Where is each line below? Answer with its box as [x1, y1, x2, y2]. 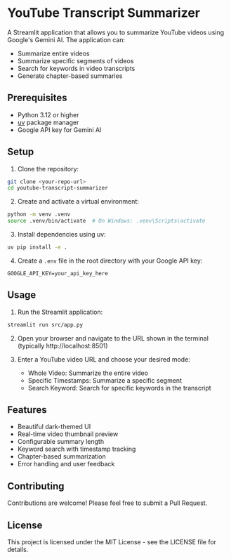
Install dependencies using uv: [17, 230, 107, 239]
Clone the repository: [17, 164, 79, 173]
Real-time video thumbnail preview [17, 430, 119, 438]
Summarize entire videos [17, 49, 90, 58]
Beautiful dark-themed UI [17, 423, 91, 431]
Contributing [7, 480, 65, 492]
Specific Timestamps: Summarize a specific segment [27, 376, 183, 384]
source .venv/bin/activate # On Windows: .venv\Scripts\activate [7, 218, 206, 225]
